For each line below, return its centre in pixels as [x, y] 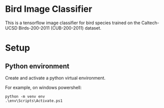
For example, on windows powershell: [44, 87]
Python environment [37, 66]
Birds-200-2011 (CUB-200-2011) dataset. [60, 28]
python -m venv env [25, 96]
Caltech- [150, 23]
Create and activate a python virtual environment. [55, 78]
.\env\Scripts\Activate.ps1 [34, 101]
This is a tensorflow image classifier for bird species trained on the [73, 23]
